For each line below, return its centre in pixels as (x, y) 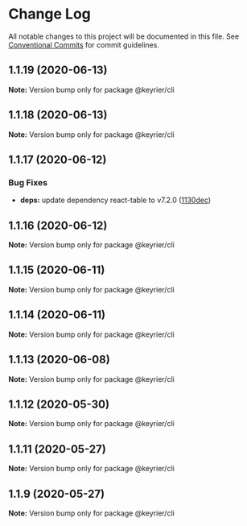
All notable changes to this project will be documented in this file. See (124, 36)
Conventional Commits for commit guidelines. (84, 44)
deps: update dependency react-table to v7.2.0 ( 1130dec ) (115, 200)
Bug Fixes (28, 182)
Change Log (49, 14)
